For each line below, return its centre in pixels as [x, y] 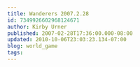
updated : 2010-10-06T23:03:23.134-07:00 [67, 40]
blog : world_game [33, 46]
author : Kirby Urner [37, 27]
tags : [15, 53]
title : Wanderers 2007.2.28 [48, 14]
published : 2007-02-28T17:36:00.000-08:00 [70, 33]
